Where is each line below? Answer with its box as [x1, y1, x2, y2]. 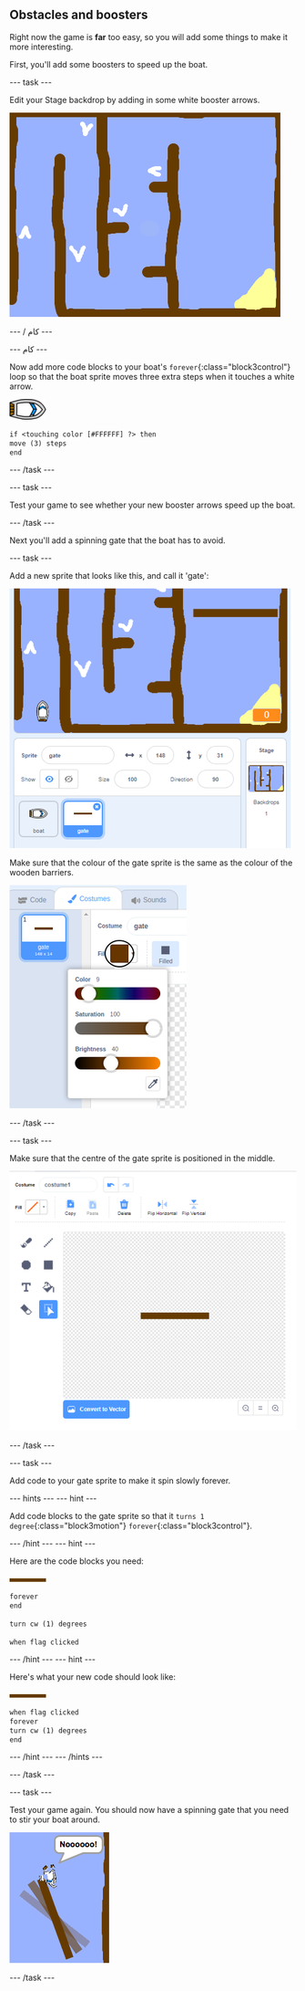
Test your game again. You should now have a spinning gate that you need [9, 1805, 290, 1816]
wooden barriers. [9, 866, 75, 877]
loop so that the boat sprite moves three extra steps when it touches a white [9, 371, 295, 382]
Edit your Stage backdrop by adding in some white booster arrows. [9, 94, 260, 105]
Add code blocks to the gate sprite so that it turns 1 [9, 1511, 205, 1522]
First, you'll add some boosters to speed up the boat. [9, 58, 208, 69]
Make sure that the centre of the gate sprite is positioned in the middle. [9, 1152, 276, 1163]
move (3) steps [9, 438, 67, 448]
